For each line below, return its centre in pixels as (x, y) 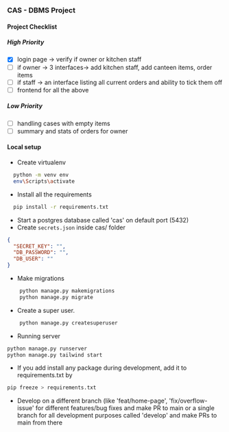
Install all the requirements (55, 194)
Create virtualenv (41, 162)
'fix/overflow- (188, 401)
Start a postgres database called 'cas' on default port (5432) (103, 220)
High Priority (26, 42)
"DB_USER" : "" (33, 259)
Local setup (24, 147)
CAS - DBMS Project (41, 10)
